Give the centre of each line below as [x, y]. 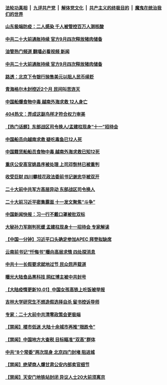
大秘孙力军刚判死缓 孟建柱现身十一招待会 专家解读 [57, 227]
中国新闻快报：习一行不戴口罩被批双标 [45, 215]
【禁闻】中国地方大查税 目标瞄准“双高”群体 [50, 339]
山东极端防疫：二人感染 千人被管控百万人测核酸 [55, 27]
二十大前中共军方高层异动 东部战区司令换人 [50, 189]
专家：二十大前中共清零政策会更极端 [43, 314]
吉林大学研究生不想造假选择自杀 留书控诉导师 [52, 302]
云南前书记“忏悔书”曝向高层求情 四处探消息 [50, 252]
